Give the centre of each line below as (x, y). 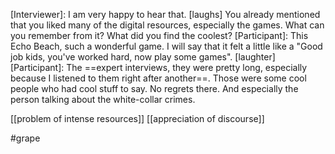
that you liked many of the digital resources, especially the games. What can (167, 25)
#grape (25, 138)
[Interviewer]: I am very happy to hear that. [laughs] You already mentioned (165, 14)
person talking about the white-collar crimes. (103, 99)
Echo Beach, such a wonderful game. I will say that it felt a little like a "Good (166, 46)
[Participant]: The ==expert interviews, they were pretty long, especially (159, 67)
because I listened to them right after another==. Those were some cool (158, 78)
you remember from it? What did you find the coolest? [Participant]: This (159, 35)
